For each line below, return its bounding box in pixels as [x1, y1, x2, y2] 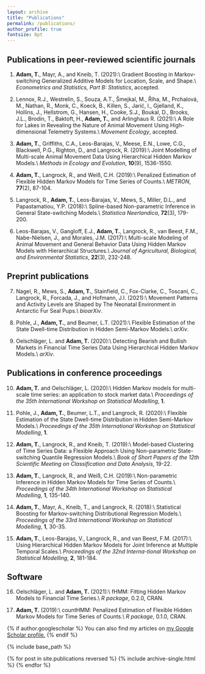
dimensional [15, 128, 47, 135]
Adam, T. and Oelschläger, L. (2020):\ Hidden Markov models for [15, 384, 180, 392]
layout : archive [7, 9, 48, 15]
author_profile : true [7, 26, 62, 32]
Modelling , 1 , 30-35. [15, 523, 67, 530]
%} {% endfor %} [7, 662, 51, 669]
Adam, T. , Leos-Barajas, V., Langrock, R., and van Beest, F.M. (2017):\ [15, 534, 192, 542]
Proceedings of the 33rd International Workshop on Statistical [15, 516, 173, 523]
